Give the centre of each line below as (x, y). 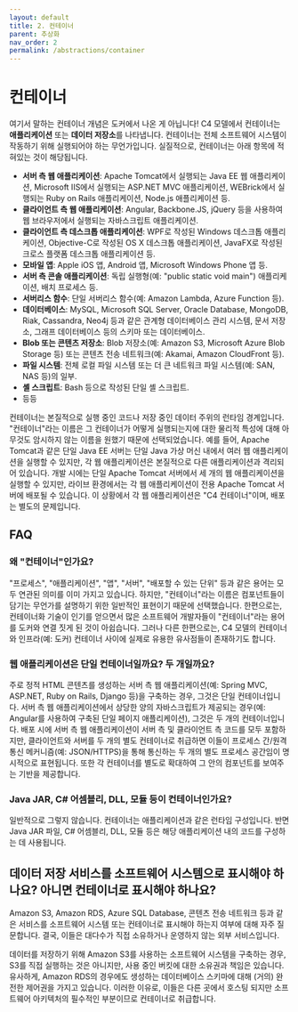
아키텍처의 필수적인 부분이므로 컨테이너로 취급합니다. (124, 999)
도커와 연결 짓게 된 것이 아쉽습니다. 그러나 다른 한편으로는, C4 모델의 (137, 627)
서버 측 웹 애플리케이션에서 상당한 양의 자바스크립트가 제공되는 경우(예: (143, 708)
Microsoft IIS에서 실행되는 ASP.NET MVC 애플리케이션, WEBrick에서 (155, 187)
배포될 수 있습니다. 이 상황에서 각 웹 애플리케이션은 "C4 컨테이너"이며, (147, 496)
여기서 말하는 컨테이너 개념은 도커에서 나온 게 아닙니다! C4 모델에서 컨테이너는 (145, 124)
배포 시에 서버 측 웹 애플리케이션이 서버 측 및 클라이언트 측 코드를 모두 (141, 730)
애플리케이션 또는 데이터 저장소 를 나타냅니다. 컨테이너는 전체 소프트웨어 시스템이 (148, 135)
